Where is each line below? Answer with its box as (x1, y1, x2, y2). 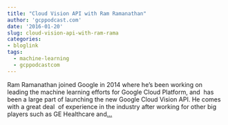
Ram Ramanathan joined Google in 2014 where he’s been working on (7, 80, 202, 88)
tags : (7, 49, 23, 56)
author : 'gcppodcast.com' (7, 17, 82, 23)
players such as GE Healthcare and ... (7, 110, 113, 118)
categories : (7, 36, 41, 43)
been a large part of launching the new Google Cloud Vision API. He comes (7, 95, 221, 104)
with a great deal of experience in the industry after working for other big (7, 102, 217, 110)
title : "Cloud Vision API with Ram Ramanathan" (7, 10, 147, 17)
